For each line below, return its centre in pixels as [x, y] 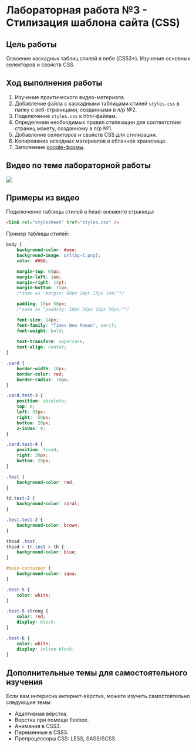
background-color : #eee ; [47, 250]
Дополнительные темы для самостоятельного [97, 673]
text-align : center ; [42, 347]
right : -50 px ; [34, 417]
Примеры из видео [43, 198]
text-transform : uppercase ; [51, 342]
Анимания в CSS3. [38, 726]
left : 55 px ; [31, 412]
